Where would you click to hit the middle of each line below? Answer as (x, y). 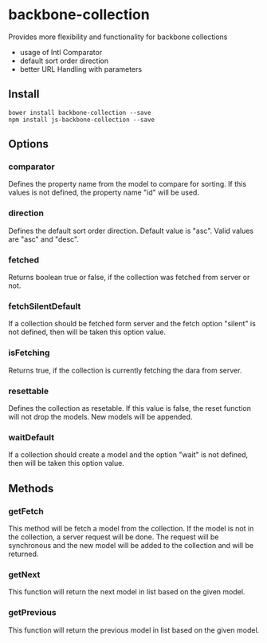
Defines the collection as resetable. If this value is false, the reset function (130, 408)
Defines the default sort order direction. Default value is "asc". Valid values (131, 231)
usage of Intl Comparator (61, 52)
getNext (24, 574)
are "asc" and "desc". (44, 239)
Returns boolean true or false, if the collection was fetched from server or (129, 278)
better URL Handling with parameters (80, 69)
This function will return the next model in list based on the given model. (127, 592)
